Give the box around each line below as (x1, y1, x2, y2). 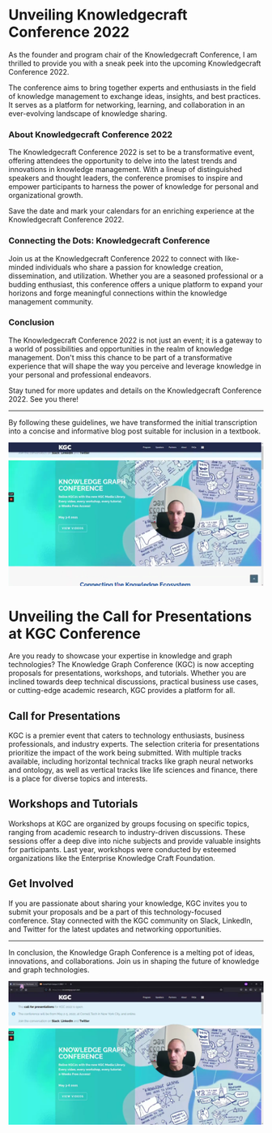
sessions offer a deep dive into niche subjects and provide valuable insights (8, 836, 261, 846)
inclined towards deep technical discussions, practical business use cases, (8, 677, 259, 687)
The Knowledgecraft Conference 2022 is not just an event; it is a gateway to (8, 335, 262, 345)
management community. (8, 296, 94, 306)
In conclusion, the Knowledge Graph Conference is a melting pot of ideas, (8, 947, 255, 957)
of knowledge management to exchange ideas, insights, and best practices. (8, 91, 261, 101)
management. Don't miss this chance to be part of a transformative (8, 352, 232, 362)
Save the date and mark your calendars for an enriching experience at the (8, 206, 255, 216)
